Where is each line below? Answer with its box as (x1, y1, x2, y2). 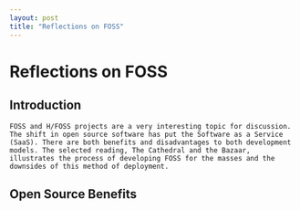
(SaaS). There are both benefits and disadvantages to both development (9, 138, 292, 147)
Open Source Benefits (9, 186, 138, 202)
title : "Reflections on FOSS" (9, 22, 125, 31)
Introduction (9, 98, 82, 113)
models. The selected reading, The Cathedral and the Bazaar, (9, 145, 251, 155)
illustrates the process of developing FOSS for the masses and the (9, 153, 275, 163)
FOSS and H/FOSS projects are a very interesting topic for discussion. (9, 121, 292, 131)
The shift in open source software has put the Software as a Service (9, 130, 284, 139)
